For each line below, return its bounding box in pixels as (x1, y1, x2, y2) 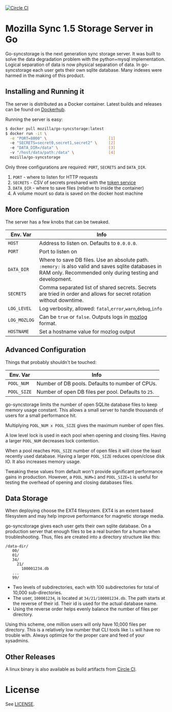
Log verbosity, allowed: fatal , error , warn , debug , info (39, 305, 162, 312)
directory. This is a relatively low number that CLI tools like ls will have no (5, 627, 160, 633)
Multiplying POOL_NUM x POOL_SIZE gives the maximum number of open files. (5, 422, 165, 428)
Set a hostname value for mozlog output (39, 328, 136, 335)
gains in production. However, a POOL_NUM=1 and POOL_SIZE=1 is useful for (5, 474, 158, 480)
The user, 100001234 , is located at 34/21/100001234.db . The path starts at (12, 595, 165, 601)
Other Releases (5, 653, 55, 661)
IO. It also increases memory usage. (5, 458, 81, 464)
